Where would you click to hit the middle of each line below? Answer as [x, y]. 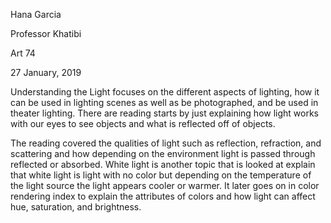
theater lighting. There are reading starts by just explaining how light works [164, 113]
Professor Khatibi [46, 33]
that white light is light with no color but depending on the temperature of [161, 175]
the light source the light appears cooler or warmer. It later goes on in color [165, 185]
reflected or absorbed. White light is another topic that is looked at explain [163, 164]
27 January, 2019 [46, 72]
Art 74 [23, 53]
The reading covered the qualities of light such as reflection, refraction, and [166, 143]
